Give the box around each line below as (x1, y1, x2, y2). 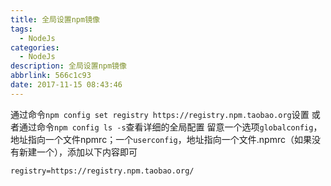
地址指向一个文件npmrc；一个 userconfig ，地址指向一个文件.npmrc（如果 (10, 133, 312, 145)
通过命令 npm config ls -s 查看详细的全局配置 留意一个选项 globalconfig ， (18, 121, 323, 133)
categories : (10, 42, 60, 53)
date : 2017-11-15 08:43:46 (10, 80, 123, 90)
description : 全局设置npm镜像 (10, 61, 127, 71)
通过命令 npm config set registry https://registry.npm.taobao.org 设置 (10, 108, 310, 120)
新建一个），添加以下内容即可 (18, 146, 138, 158)
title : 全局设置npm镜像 (10, 14, 100, 25)
